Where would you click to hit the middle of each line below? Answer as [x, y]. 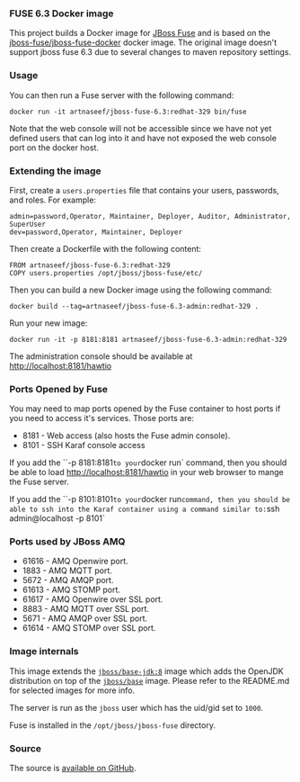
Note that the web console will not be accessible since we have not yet [141, 128]
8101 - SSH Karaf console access [84, 445]
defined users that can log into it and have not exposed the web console [143, 138]
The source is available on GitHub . [73, 769]
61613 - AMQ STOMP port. [71, 590]
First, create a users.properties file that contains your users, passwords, [145, 190]
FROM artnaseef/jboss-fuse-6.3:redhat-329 [90, 265]
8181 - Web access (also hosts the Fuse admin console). [126, 436]
